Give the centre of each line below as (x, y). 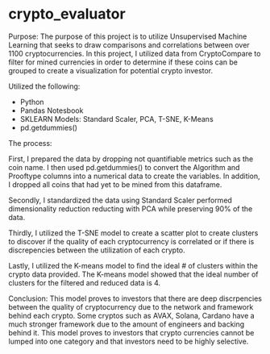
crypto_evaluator (67, 14)
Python (32, 102)
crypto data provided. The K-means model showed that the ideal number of (134, 274)
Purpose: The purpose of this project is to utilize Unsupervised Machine (128, 36)
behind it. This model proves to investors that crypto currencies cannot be (131, 332)
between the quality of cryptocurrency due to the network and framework (131, 306)
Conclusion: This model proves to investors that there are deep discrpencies (135, 298)
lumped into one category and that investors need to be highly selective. (129, 341)
